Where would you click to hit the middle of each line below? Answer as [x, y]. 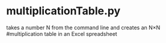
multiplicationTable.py [63, 11]
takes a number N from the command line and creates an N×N [83, 27]
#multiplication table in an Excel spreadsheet [62, 33]
